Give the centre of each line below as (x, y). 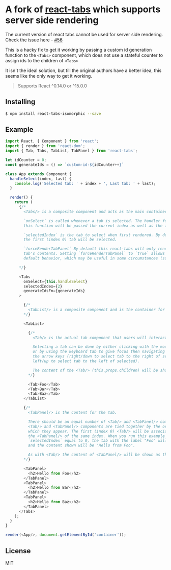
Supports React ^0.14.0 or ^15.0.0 (52, 86)
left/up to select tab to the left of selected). (86, 361)
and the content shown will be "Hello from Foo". (82, 445)
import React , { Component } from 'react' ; (52, 141)
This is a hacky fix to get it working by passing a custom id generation (79, 50)
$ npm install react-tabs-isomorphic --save (53, 113)
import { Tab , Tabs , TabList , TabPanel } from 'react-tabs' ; (72, 151)
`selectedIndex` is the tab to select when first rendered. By (92, 235)
